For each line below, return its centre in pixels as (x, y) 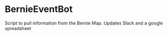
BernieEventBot (39, 9)
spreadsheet (18, 28)
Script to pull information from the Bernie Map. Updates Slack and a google (84, 23)
